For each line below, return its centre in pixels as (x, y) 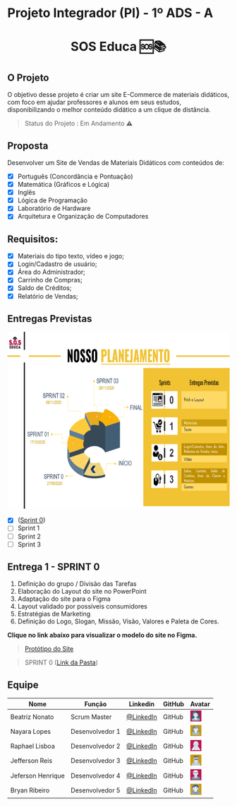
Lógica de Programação (53, 200)
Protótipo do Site (49, 649)
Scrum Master (91, 717)
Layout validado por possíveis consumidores (83, 606)
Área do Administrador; (51, 272)
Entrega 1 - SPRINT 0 (54, 567)
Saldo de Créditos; (44, 288)
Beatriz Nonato (32, 717)
